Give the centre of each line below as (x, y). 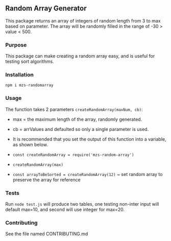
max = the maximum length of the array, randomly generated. (77, 119)
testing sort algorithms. (30, 61)
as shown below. (30, 144)
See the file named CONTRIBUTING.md (47, 234)
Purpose (16, 45)
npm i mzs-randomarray (29, 85)
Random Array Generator (46, 8)
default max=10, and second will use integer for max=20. (65, 210)
